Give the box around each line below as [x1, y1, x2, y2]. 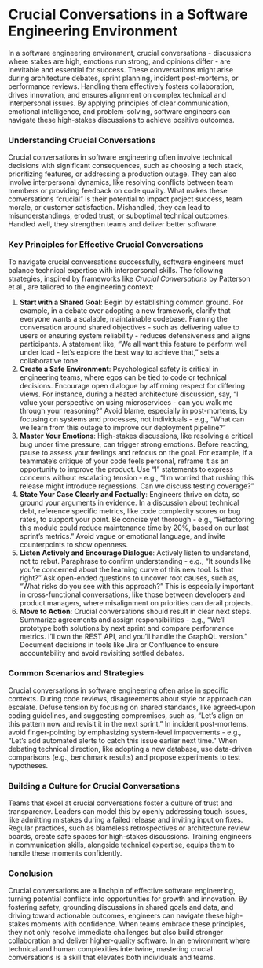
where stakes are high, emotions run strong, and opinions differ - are [8, 57, 231, 66]
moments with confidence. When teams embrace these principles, [31, 919, 246, 929]
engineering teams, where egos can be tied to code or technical [19, 372, 228, 382]
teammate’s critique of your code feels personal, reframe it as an [19, 456, 229, 466]
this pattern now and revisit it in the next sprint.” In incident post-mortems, [8, 719, 249, 728]
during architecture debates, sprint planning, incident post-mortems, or [8, 73, 239, 83]
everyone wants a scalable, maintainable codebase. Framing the [19, 314, 228, 323]
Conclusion [8, 868, 53, 879]
